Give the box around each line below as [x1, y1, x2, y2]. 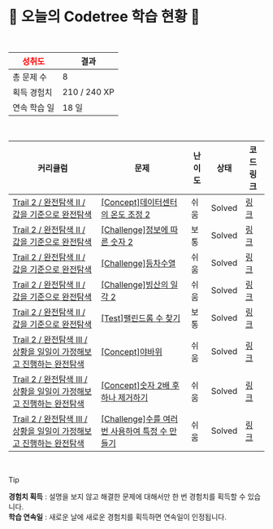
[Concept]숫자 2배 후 [100, 379, 180, 391]
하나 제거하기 [100, 391, 149, 403]
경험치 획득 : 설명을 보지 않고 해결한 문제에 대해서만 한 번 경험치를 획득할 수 [8, 492, 246, 501]
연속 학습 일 [12, 102, 55, 113]
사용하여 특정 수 [110, 425, 168, 436]
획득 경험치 [12, 86, 53, 98]
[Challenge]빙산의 [100, 278, 169, 290]
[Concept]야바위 [100, 346, 162, 357]
